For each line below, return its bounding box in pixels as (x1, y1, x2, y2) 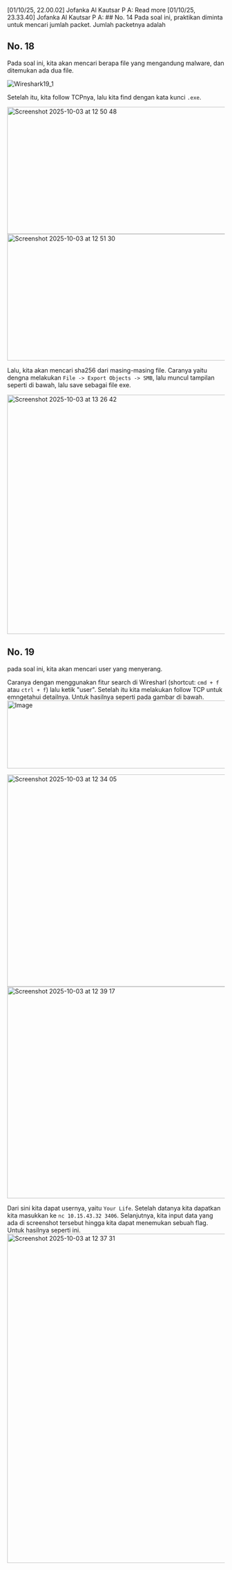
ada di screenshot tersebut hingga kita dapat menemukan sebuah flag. (7, 1218, 209, 1226)
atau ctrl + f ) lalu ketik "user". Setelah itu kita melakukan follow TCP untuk (7, 685, 223, 693)
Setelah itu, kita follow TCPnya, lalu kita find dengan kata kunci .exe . (7, 93, 202, 101)
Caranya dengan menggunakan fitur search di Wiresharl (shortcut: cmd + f (7, 677, 220, 686)
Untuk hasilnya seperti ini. (7, 1226, 81, 1234)
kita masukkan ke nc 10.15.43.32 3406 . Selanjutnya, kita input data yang (7, 1211, 213, 1219)
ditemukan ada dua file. (7, 66, 74, 75)
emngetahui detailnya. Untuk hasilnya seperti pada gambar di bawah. (7, 693, 204, 701)
